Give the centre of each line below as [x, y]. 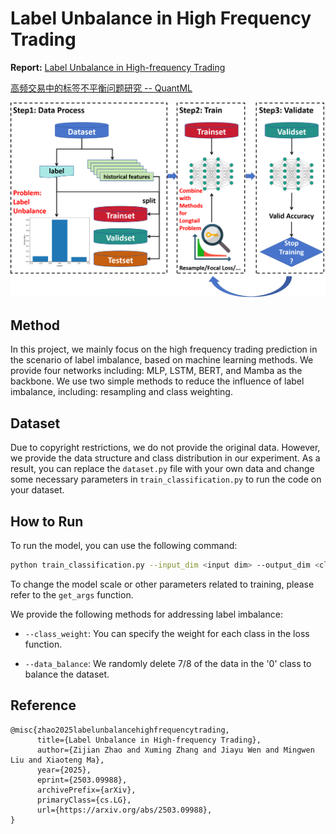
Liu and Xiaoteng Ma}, [57, 760]
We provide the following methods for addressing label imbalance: [146, 614]
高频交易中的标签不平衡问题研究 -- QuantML [101, 88]
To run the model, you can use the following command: [124, 545]
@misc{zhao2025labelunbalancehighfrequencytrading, [120, 730]
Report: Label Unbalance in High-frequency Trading [118, 67]
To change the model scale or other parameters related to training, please [162, 584]
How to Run [47, 521]
